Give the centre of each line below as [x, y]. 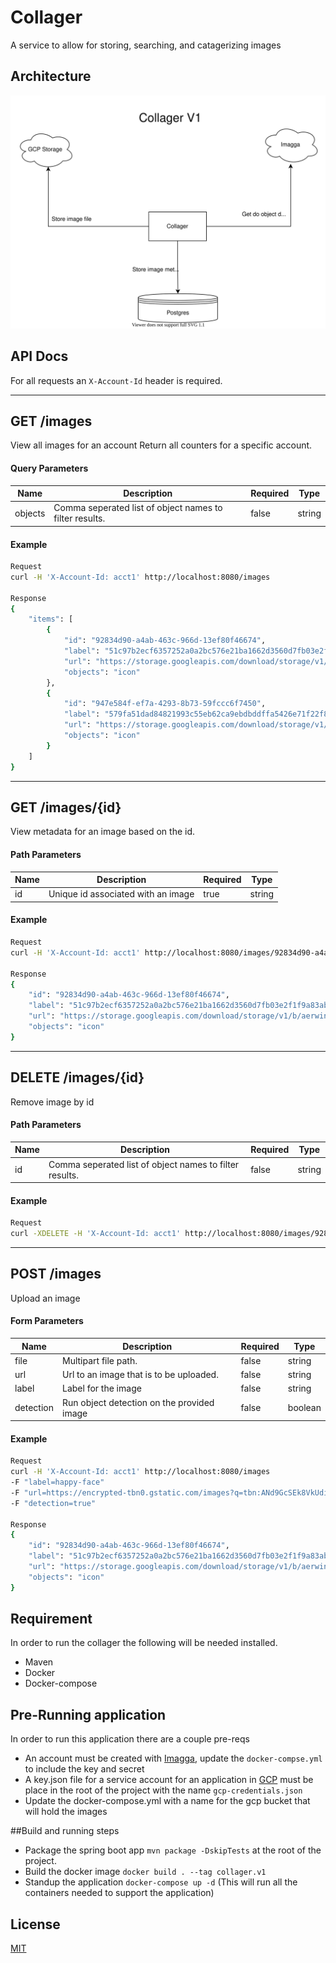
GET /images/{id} [66, 807]
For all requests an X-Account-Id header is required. [116, 380]
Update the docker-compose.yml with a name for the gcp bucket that [167, 1801]
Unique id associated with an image [121, 894]
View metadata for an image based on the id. [103, 832]
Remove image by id [52, 1102]
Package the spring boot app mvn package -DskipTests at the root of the [173, 1850]
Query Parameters [49, 468]
